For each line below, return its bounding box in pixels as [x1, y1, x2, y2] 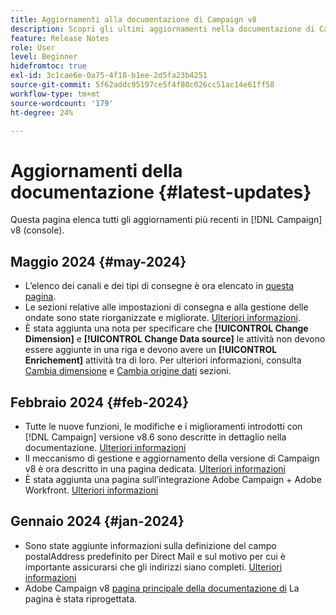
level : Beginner [10, 52, 78, 62]
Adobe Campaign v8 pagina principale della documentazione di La [24, 582, 300, 594]
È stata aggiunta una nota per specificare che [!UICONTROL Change [24, 322, 309, 335]
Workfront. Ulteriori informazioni [24, 484, 159, 496]
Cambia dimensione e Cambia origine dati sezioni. [24, 365, 232, 377]
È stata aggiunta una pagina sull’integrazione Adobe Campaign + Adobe [24, 473, 322, 485]
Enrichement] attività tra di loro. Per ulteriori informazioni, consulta [24, 354, 302, 366]
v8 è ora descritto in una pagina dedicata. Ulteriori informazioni [24, 462, 287, 475]
